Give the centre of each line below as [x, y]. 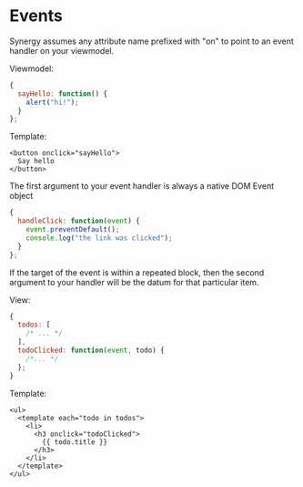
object [21, 196]
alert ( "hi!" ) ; [52, 102]
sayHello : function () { [62, 93]
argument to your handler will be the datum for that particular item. [134, 282]
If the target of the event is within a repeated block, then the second [137, 272]
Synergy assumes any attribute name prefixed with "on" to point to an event [151, 41]
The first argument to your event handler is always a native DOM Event [142, 186]
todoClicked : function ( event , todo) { [91, 351]
